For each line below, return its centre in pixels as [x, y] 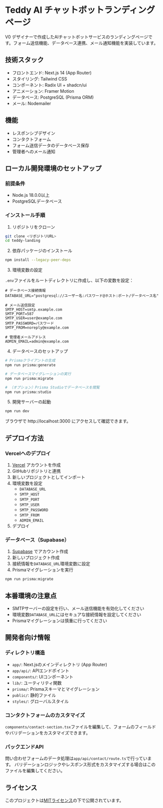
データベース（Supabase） [37, 540]
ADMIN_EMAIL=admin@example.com [37, 341]
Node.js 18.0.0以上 [31, 195]
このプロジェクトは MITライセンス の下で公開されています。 [64, 801]
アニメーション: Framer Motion [43, 91]
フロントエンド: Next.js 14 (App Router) [52, 73]
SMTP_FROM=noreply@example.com [37, 328]
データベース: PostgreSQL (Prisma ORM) [53, 97]
